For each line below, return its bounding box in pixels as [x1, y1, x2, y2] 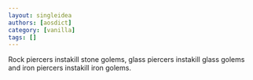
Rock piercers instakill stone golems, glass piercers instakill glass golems [8, 55, 245, 64]
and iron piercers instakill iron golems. [8, 64, 132, 73]
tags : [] [8, 33, 37, 42]
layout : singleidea [8, 11, 72, 20]
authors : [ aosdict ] [8, 19, 72, 27]
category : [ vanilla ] [8, 26, 76, 34]
